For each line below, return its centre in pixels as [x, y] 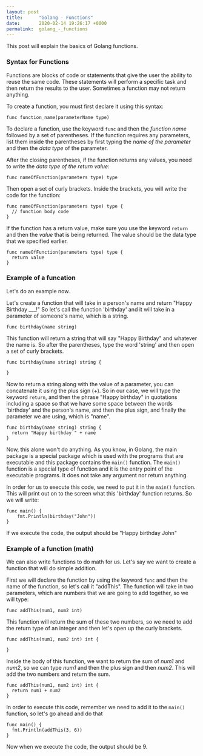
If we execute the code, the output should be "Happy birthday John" [92, 533]
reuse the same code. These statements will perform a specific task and [96, 81]
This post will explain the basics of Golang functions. [72, 46]
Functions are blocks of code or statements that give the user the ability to [99, 75]
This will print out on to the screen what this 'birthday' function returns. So [99, 493]
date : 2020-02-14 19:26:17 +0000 [57, 23]
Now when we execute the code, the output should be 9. [77, 747]
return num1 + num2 [36, 691]
